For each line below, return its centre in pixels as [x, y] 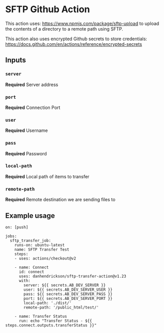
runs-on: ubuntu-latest [40, 245]
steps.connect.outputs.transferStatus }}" [51, 325]
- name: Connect [32, 267]
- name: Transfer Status [41, 316]
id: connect [31, 272]
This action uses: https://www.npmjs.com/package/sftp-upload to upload [82, 23]
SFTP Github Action [48, 9]
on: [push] [17, 227]
